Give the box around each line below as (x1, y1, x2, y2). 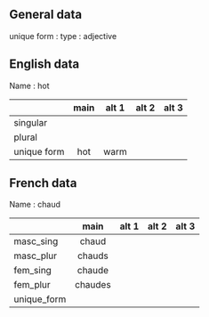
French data (9, 175, 77, 191)
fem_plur (13, 279, 51, 291)
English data (9, 57, 80, 72)
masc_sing (13, 235, 59, 248)
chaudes (75, 279, 111, 291)
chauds (76, 249, 109, 262)
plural (13, 131, 38, 143)
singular (13, 116, 47, 128)
